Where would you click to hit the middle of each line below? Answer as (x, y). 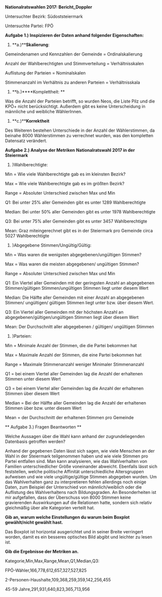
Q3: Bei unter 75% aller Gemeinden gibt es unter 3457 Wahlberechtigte (76, 221)
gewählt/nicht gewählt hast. (34, 522)
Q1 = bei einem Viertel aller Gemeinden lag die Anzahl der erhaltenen (74, 374)
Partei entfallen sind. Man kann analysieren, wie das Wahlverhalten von (76, 461)
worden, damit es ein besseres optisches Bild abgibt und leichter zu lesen (79, 537)
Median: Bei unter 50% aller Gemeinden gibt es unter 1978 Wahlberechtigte (80, 212)
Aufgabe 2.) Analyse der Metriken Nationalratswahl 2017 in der (70, 150)
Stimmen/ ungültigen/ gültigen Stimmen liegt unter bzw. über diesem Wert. (80, 303)
